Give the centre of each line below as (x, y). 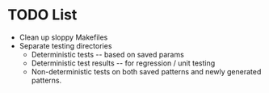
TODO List (42, 15)
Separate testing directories (65, 45)
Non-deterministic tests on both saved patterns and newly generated (146, 71)
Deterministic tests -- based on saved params (108, 54)
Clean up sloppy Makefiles (63, 37)
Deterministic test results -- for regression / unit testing (123, 63)
